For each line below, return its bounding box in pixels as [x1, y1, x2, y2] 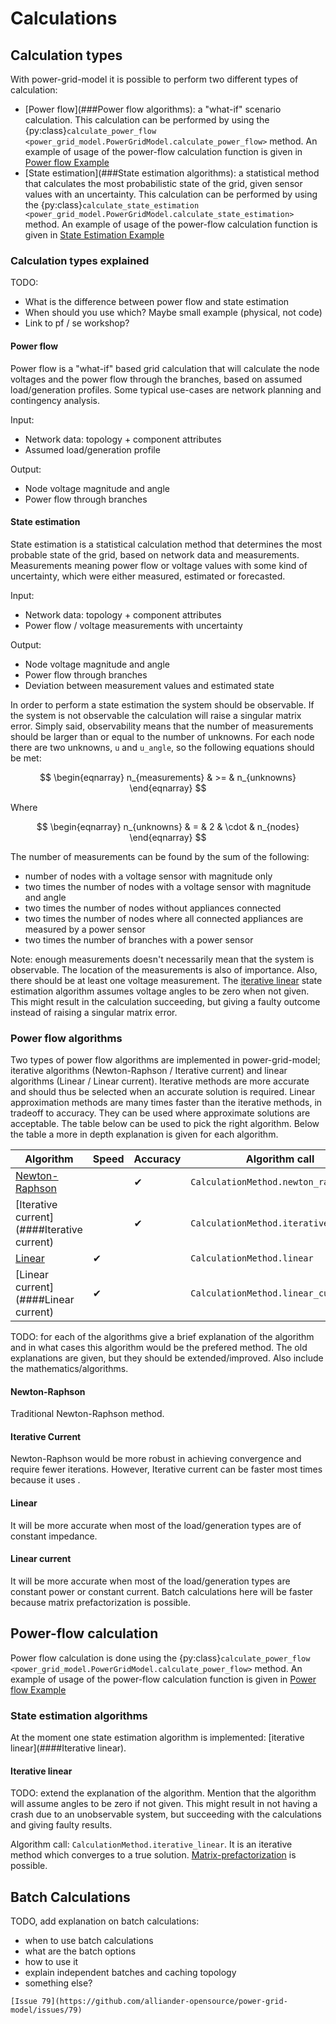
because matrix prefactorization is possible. [10, 1596, 191, 1608]
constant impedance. [10, 1530, 98, 1542]
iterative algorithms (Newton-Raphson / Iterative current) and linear [10, 1065, 288, 1076]
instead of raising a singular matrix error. [10, 1006, 178, 1018]
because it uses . [10, 1474, 81, 1486]
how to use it [24, 1955, 79, 1967]
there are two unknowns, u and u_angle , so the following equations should [10, 741, 315, 753]
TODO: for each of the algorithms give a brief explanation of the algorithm [10, 1331, 315, 1342]
